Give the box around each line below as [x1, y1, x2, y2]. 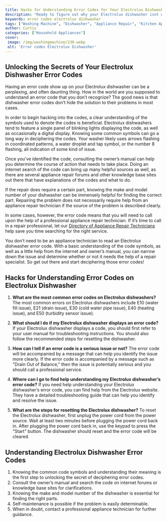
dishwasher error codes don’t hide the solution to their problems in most [5, 100, 153, 106]
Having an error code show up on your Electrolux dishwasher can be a [5, 84, 150, 90]
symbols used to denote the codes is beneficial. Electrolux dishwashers [5, 120, 152, 126]
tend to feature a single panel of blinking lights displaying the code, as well [5, 125, 158, 131]
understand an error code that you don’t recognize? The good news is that [5, 94, 158, 100]
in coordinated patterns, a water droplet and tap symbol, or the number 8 [5, 141, 155, 147]
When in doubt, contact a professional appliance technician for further [12, 506, 157, 512]
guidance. [12, 512, 33, 518]
